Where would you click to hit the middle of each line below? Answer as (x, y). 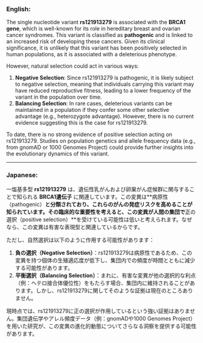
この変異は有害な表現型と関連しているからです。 (82, 227)
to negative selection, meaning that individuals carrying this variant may (105, 84)
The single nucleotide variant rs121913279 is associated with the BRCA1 (96, 22)
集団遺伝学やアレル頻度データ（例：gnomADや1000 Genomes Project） (106, 318)
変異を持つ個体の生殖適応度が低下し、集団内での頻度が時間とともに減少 (105, 260)
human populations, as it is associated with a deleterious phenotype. (92, 54)
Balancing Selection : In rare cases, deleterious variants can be (93, 103)
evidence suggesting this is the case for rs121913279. (81, 123)
